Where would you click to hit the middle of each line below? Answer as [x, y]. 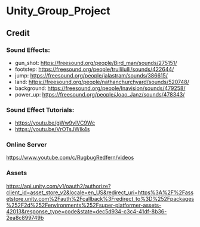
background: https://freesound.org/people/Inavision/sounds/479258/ [100, 88]
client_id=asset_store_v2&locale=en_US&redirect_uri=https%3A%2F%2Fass [100, 192]
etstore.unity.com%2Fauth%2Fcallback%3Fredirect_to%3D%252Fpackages [100, 198]
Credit [18, 33]
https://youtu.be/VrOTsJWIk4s [52, 129]
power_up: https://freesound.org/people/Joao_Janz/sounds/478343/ [100, 94]
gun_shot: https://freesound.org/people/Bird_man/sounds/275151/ [96, 63]
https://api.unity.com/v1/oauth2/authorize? [59, 186]
